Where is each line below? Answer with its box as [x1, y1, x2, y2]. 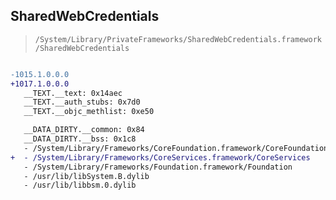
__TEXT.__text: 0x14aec [23, 88, 123, 98]
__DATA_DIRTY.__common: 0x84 [23, 125, 145, 135]
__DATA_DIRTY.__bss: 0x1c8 [23, 134, 137, 144]
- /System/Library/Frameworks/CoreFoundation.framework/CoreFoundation [23, 143, 329, 153]
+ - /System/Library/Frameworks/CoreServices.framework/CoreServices [10, 152, 311, 163]
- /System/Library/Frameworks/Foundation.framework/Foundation [23, 162, 293, 172]
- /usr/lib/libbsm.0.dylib [23, 180, 137, 191]
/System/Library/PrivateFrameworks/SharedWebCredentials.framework [34, 34, 322, 44]
